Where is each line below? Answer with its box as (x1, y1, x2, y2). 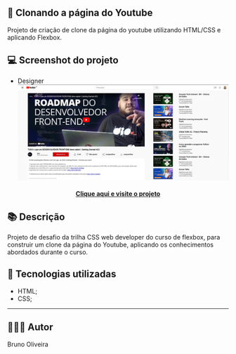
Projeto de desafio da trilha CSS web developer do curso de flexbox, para (7, 233, 221, 242)
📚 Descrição (7, 211, 65, 223)
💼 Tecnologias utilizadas (7, 268, 117, 280)
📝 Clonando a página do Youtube (7, 7, 153, 19)
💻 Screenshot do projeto (7, 54, 119, 67)
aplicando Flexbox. (7, 33, 62, 41)
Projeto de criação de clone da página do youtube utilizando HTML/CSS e (7, 25, 221, 34)
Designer (17, 77, 44, 85)
